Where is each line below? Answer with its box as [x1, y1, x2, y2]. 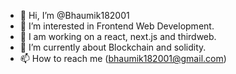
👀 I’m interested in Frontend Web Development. [19, 20, 215, 32]
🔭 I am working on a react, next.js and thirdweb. [19, 31, 217, 42]
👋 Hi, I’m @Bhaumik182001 [19, 10, 130, 21]
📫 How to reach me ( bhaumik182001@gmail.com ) [19, 53, 227, 64]
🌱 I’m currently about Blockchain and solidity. [19, 41, 207, 53]
